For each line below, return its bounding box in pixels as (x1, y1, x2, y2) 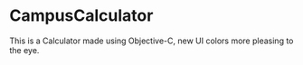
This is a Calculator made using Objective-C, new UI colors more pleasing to (9, 35, 294, 46)
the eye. (9, 44, 40, 55)
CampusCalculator (9, 5, 154, 26)
